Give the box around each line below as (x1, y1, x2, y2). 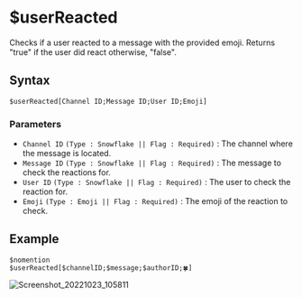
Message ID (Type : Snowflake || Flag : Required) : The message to (22, 157, 282, 169)
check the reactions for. (22, 167, 111, 178)
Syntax (9, 73, 50, 88)
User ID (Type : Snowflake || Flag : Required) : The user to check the (22, 177, 291, 188)
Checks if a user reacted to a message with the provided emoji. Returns (9, 37, 276, 48)
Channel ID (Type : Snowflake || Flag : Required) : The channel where (22, 138, 293, 149)
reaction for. (22, 186, 69, 197)
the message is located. (22, 148, 112, 159)
